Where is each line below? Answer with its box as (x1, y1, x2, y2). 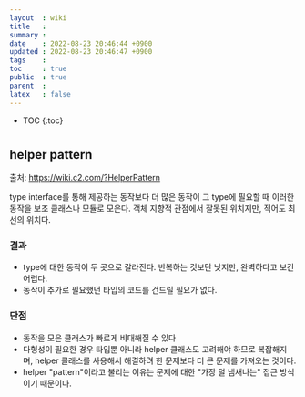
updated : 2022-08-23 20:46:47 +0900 (9, 47, 153, 57)
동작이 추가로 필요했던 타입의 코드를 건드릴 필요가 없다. (22, 285, 218, 296)
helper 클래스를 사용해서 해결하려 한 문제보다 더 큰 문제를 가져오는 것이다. (35, 355, 297, 366)
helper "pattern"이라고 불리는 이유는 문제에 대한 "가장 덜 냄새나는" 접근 (22, 366, 278, 377)
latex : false (9, 89, 71, 99)
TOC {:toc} (22, 115, 64, 126)
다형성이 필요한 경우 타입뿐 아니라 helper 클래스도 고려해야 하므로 (22, 343, 257, 354)
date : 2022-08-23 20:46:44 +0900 (9, 38, 153, 48)
